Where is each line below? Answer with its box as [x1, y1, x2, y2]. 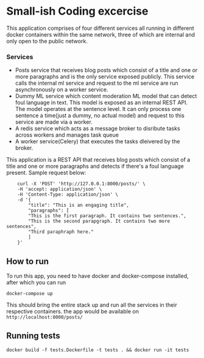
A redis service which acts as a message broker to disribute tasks [15, 125, 181, 132]
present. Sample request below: [6, 169, 86, 176]
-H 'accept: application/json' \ [17, 186, 102, 193]
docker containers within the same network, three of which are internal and [6, 30, 195, 38]
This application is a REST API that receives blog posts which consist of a [6, 156, 191, 163]
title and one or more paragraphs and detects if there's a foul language [6, 163, 184, 170]
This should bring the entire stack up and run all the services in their [6, 301, 178, 309]
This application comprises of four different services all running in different [6, 24, 194, 32]
